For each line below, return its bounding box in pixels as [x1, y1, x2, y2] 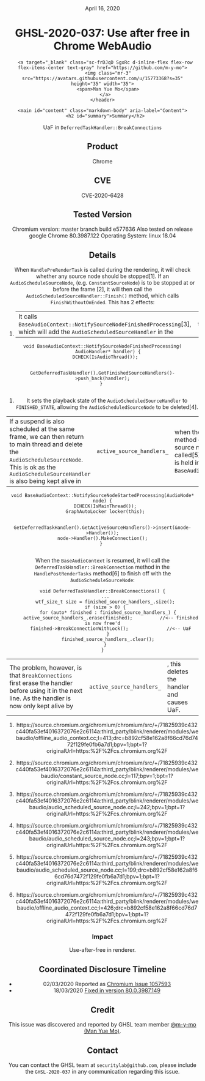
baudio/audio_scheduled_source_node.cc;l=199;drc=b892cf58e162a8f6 [16, 866, 198, 873]
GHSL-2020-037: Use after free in [15, 26, 190, 40]
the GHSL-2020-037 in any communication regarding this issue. [25, 1068, 180, 1075]
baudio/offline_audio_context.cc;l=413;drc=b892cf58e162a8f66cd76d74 [16, 735, 198, 742]
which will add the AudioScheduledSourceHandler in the [18, 327, 174, 336]
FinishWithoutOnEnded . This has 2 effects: [50, 299, 155, 306]
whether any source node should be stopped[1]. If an [35, 272, 170, 280]
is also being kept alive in [9, 477, 81, 485]
